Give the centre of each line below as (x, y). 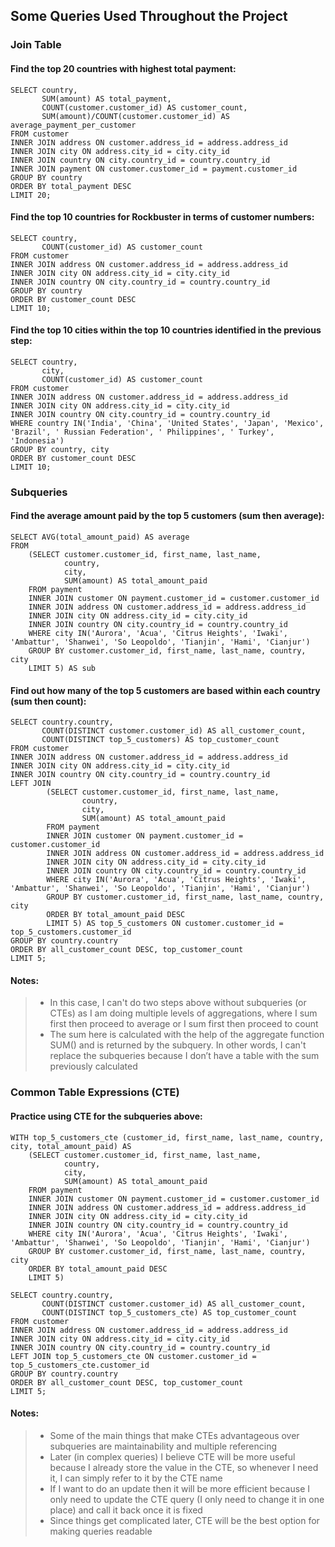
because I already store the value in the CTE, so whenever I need (184, 1467)
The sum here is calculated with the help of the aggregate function (187, 1035)
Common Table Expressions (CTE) (95, 1092)
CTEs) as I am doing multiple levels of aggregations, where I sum (183, 1013)
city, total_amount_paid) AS (71, 1146)
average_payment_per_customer (73, 125)
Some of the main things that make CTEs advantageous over (174, 1435)
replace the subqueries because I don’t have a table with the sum (184, 1056)
